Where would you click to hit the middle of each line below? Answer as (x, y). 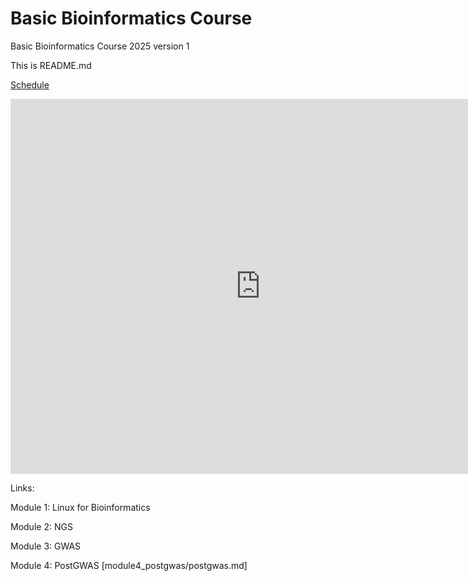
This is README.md (51, 65)
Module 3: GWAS (46, 546)
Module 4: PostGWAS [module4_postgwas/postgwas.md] (129, 565)
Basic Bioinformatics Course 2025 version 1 (100, 46)
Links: (22, 488)
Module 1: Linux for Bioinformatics (80, 507)
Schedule (30, 84)
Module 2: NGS (41, 526)
